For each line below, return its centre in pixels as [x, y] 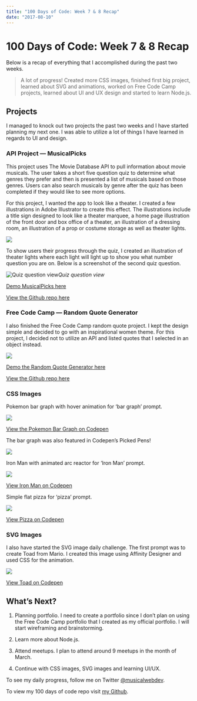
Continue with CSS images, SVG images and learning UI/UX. [88, 669]
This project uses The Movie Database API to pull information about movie [96, 167]
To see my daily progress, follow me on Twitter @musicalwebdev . [86, 680]
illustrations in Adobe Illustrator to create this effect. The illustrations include [98, 209]
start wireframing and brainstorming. [59, 628]
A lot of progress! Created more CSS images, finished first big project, [105, 80]
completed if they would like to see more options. [66, 191]
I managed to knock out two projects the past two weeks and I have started [97, 126]
